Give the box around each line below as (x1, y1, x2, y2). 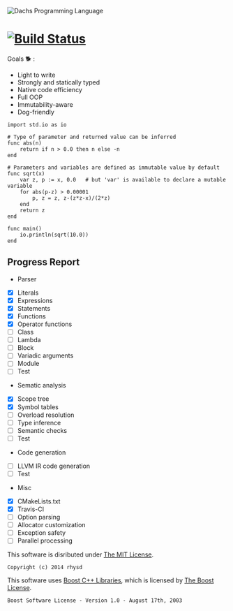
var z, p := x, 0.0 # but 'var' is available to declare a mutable (20, 176, 227, 183)
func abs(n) (7, 140, 42, 147)
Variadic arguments (17, 351, 74, 360)
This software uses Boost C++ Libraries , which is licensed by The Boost (7, 576, 214, 584)
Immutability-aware (17, 100, 73, 108)
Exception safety (17, 529, 66, 537)
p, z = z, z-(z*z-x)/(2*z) (32, 194, 111, 202)
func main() (7, 225, 42, 232)
